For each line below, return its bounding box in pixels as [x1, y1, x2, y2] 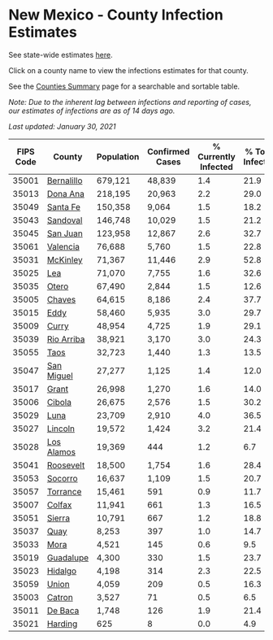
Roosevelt [46, 459, 85, 471]
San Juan [46, 228, 83, 239]
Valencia [46, 241, 80, 252]
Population [96, 150, 140, 162]
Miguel [46, 370, 73, 381]
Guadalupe [46, 551, 89, 563]
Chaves [46, 294, 76, 305]
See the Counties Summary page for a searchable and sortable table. [8, 81, 240, 91]
